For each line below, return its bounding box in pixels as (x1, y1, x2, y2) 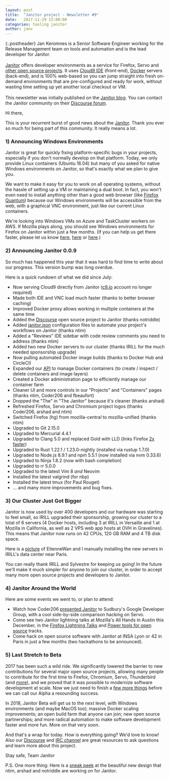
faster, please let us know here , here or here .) (5, 234, 101, 240)
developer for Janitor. (5, 52, 51, 58)
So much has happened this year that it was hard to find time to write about (5, 259, 163, 265)
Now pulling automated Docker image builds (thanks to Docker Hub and (12, 354, 163, 360)
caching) (12, 300, 32, 306)
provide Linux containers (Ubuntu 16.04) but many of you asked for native (5, 160, 160, 166)
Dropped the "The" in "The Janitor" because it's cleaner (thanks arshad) (12, 397, 165, 404)
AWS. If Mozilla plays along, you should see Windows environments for (5, 223, 154, 230)
